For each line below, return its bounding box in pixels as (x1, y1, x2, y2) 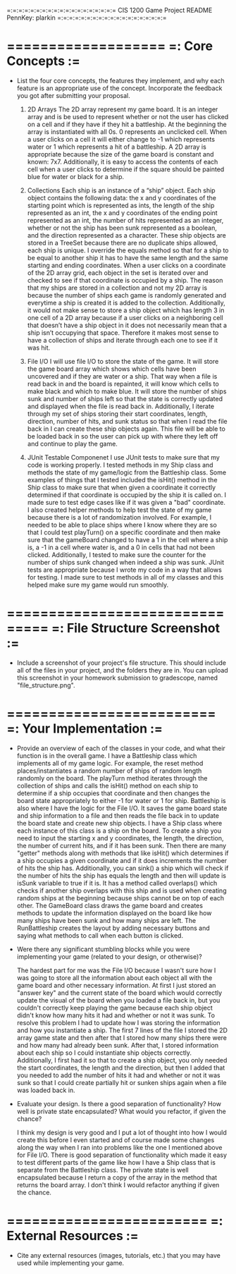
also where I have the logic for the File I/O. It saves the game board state (16, 804, 228, 812)
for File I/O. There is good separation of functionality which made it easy (16, 1151, 227, 1159)
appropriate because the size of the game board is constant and (27, 149, 214, 158)
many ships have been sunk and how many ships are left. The (16, 916, 197, 924)
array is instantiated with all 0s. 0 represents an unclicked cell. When (27, 127, 227, 136)
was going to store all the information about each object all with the (16, 973, 213, 982)
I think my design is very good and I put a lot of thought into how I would (16, 1128, 227, 1137)
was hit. (27, 343, 51, 352)
